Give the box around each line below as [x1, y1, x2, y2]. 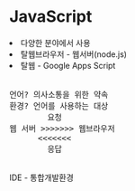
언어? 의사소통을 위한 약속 [9, 89, 109, 100]
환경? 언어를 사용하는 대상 [9, 100, 109, 110]
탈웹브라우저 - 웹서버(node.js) [21, 48, 128, 60]
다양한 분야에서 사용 [21, 37, 91, 48]
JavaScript [9, 6, 93, 27]
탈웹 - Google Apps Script [21, 60, 116, 71]
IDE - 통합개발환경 [9, 172, 74, 183]
